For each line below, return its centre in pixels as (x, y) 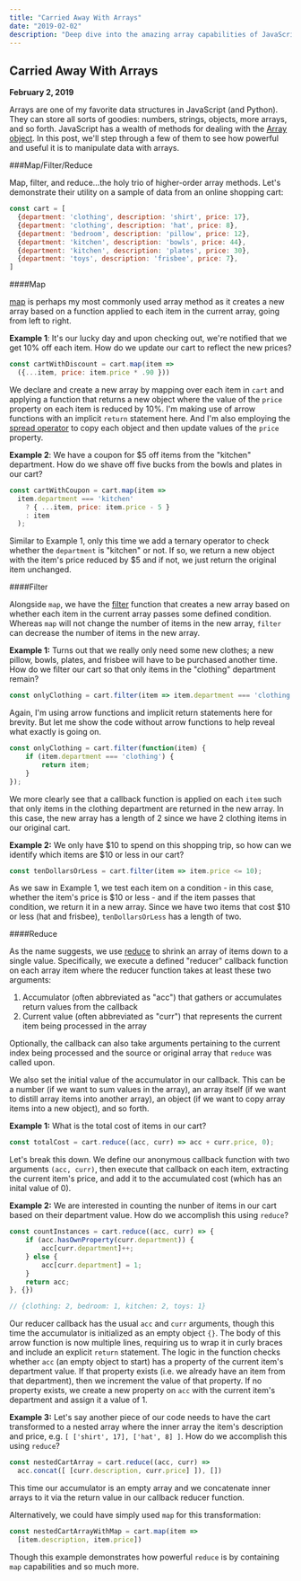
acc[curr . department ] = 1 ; (92, 1265)
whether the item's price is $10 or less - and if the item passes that (133, 897)
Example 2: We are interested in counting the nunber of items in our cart (143, 1206)
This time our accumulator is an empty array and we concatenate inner (140, 1488)
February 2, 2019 (42, 93)
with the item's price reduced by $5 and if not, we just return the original (143, 560)
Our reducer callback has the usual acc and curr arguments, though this (142, 1324)
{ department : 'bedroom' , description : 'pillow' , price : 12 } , (134, 234)
